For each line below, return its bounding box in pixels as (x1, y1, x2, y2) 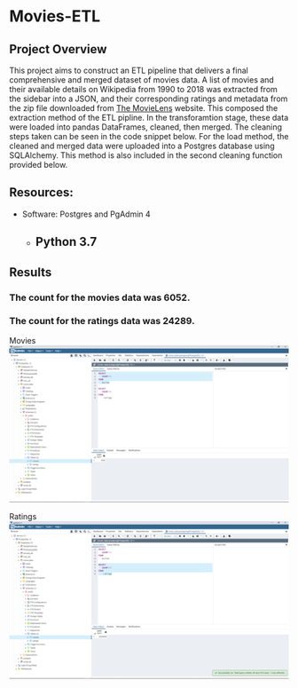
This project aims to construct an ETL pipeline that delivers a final (9, 65, 248, 75)
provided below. (9, 160, 68, 170)
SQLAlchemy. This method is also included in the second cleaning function (9, 150, 283, 161)
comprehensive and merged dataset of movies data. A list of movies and (9, 75, 275, 85)
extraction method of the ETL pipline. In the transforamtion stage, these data (9, 113, 289, 123)
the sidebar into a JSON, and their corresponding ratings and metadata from (9, 93, 288, 104)
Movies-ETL (9, 6, 101, 27)
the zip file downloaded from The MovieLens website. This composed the (9, 103, 278, 113)
